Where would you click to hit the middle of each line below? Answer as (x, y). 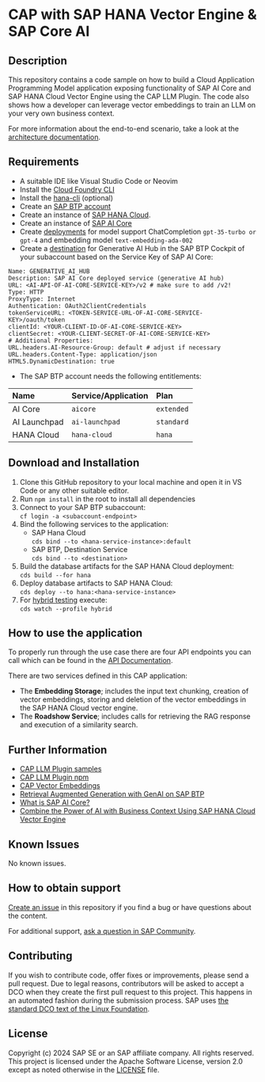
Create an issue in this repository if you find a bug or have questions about (130, 907)
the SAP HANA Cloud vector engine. (79, 708)
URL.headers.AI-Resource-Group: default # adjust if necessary (115, 347)
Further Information (58, 750)
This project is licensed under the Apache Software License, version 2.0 (126, 1061)
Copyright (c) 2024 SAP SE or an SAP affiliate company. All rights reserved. (131, 1053)
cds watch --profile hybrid (66, 609)
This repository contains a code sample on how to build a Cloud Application (131, 80)
